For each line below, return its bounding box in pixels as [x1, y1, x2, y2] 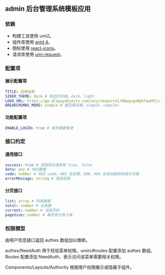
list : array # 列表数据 [5, 199, 51, 204]
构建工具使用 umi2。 [12, 33, 54, 38]
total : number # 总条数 [5, 204, 52, 208]
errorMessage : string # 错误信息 [5, 176, 71, 181]
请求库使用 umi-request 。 [12, 51, 65, 57]
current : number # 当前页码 [5, 207, 60, 213]
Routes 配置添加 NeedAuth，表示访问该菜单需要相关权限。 [5, 254, 124, 260]
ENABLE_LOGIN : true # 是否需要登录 [5, 125, 74, 131]
